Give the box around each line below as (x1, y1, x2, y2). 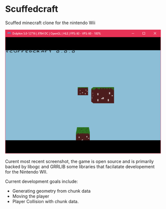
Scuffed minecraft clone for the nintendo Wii (5, 20, 95, 26)
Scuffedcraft (5, 3, 58, 15)
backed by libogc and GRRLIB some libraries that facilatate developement (5, 164, 155, 170)
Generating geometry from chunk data (12, 188, 91, 194)
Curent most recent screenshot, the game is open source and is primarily (5, 158, 154, 164)
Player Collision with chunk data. (12, 198, 79, 204)
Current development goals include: (5, 178, 78, 184)
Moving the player (12, 193, 49, 199)
